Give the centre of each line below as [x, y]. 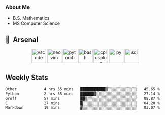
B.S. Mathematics [31, 18]
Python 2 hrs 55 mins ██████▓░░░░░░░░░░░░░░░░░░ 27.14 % [82, 94]
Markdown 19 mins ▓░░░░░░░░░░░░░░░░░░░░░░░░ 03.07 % [82, 108]
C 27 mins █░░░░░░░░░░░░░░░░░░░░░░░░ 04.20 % [82, 103]
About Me [18, 7]
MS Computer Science [36, 23]
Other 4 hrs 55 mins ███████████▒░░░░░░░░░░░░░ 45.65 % [82, 89]
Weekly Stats [27, 77]
